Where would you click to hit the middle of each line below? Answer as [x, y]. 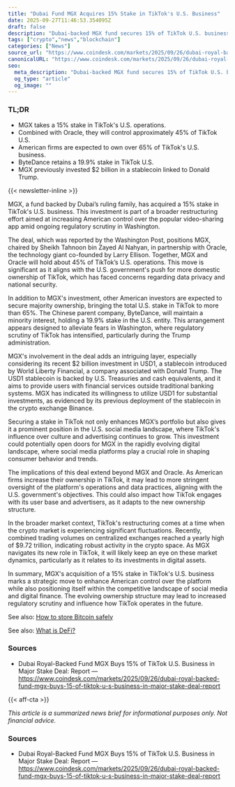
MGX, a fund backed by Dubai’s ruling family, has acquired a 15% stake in [113, 204]
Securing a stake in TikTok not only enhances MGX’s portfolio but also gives [117, 421]
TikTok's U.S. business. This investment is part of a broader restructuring [113, 211]
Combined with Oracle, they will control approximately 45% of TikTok [117, 132]
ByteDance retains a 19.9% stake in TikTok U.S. [86, 162]
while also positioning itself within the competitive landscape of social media [118, 589]
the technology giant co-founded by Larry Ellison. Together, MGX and [108, 254]
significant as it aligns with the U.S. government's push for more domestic [114, 269]
